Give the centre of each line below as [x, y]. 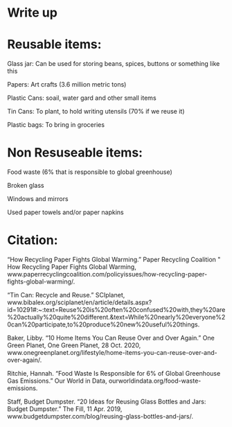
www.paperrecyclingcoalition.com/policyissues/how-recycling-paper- [107, 274]
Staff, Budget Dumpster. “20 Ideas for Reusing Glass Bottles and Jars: [107, 401]
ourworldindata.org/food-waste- [155, 381]
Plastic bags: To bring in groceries [56, 125]
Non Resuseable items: [75, 153]
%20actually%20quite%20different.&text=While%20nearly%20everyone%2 [116, 317]
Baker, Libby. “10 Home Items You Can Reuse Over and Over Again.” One [111, 338]
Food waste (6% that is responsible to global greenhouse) [90, 172]
